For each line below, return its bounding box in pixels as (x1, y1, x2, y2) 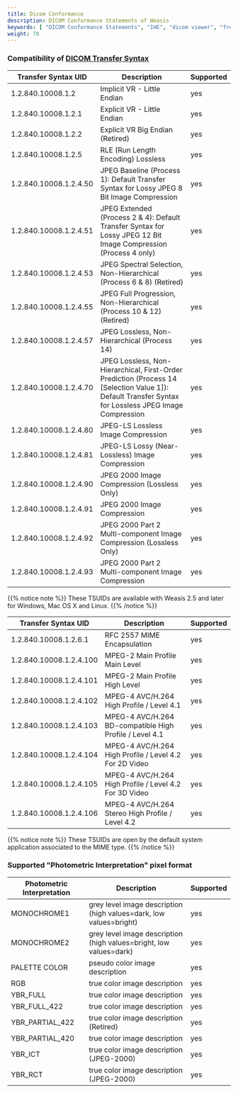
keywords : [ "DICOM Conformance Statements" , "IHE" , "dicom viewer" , (7, 23, 217, 30)
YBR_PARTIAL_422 (11, 1017, 74, 1027)
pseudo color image (89, 958, 156, 968)
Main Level (105, 659, 142, 669)
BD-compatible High (105, 720, 174, 730)
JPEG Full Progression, (100, 288, 176, 298)
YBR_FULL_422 (11, 1001, 64, 1011)
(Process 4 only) (100, 247, 156, 257)
